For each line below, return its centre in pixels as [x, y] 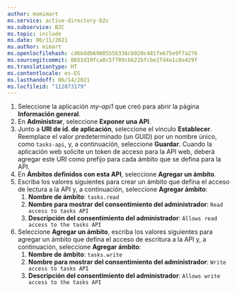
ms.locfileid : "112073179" [47, 86]
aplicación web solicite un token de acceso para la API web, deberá [116, 152]
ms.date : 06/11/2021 [38, 40]
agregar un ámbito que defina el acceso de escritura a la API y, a [112, 240]
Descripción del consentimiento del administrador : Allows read [123, 218]
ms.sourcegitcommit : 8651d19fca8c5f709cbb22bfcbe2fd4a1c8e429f [103, 60]
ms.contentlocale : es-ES [44, 73]
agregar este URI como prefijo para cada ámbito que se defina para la [119, 159]
